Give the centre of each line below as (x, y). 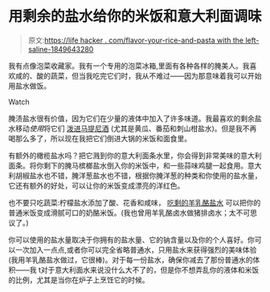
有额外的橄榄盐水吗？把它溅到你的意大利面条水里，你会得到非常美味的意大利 (135, 155)
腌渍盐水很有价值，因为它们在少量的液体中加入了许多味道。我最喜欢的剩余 (131, 118)
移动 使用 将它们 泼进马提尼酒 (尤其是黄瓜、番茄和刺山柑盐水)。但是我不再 (136, 128)
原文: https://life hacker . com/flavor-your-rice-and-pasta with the (135, 40)
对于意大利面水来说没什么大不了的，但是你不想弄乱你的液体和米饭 (150, 270)
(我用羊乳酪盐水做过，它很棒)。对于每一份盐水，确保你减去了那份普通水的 (131, 260)
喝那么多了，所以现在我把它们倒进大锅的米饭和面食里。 (100, 138)
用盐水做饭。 (29, 86)
